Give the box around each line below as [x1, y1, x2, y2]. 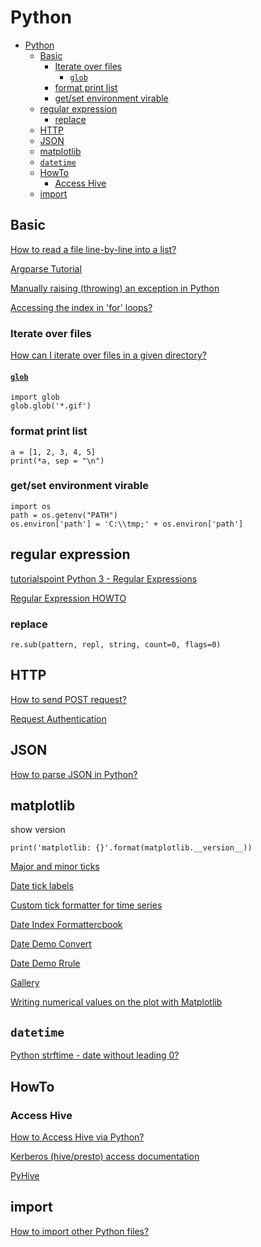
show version [10, 824, 66, 836]
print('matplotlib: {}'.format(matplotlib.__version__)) [10, 843, 253, 853]
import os [10, 501, 52, 511]
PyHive [10, 1169, 40, 1181]
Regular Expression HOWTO [10, 592, 127, 604]
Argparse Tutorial [10, 262, 82, 275]
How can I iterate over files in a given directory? [10, 349, 207, 361]
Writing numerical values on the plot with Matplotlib [10, 996, 223, 1008]
